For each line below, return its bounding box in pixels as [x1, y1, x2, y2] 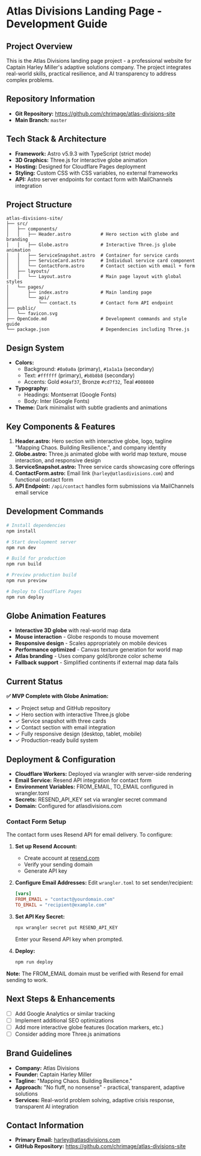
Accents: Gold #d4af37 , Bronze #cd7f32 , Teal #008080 [23, 378, 155, 386]
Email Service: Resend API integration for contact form [14, 777, 152, 784]
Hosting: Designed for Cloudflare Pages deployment [14, 163, 146, 170]
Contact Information [6, 1120, 84, 1131]
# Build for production [6, 555, 66, 561]
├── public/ [6, 305, 36, 312]
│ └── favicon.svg [6, 311, 58, 317]
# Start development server [6, 539, 77, 545]
